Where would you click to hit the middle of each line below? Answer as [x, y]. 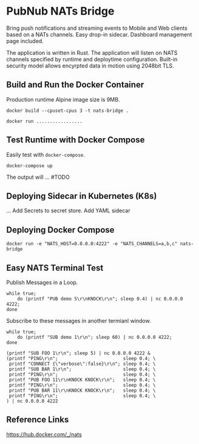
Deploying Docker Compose [60, 230]
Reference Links [38, 420]
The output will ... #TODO [38, 177]
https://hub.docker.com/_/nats [44, 434]
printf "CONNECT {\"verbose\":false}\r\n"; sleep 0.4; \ [82, 364]
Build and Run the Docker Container [75, 85]
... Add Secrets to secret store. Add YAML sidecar [68, 210]
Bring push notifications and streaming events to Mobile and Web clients [97, 28]
